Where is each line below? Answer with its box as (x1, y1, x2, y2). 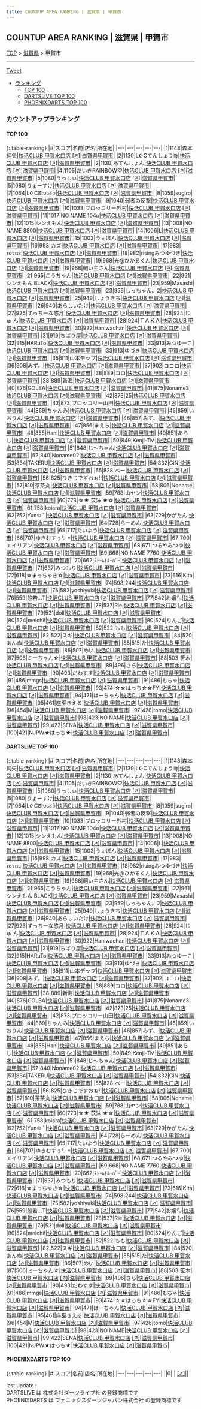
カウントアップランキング (6, 115, 80, 124)
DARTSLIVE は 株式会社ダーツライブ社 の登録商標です (6, 1389, 139, 1396)
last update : (6, 1381, 37, 1389)
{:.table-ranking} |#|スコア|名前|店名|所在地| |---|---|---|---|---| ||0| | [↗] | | (6, 1369, 189, 1377)
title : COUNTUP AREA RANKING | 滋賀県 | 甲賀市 (6, 8, 121, 15)
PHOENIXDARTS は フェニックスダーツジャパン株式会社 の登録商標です (6, 1396, 182, 1404)
